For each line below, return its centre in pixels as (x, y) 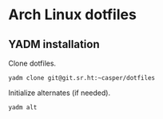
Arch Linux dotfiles (73, 15)
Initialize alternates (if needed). (59, 93)
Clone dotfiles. (32, 63)
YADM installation (54, 44)
